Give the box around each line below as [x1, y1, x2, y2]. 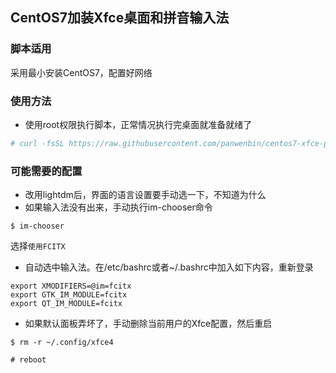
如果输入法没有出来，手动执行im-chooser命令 [24, 201, 213, 213]
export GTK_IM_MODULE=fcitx [10, 290, 128, 300]
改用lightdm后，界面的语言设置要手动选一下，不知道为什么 [24, 189, 267, 201]
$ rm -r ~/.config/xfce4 [10, 338, 114, 348]
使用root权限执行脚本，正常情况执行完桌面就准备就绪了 [24, 118, 253, 130]
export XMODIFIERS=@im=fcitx [10, 281, 132, 292]
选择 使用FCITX [10, 240, 66, 252]
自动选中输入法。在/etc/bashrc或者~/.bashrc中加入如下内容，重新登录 [24, 261, 314, 273]
